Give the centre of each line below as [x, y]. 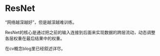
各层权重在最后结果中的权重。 [35, 38]
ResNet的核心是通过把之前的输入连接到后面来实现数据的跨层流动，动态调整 [80, 32]
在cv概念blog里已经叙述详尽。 [35, 48]
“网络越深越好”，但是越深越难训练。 [41, 22]
